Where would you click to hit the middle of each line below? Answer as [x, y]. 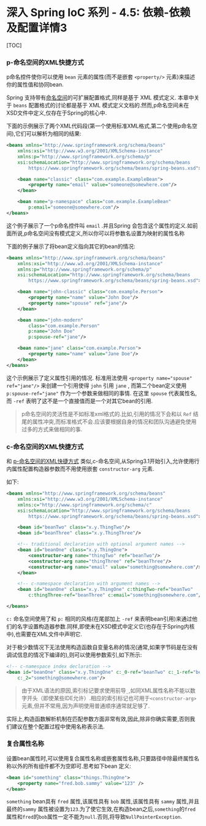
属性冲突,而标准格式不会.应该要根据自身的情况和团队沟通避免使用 [114, 422]
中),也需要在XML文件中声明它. [44, 634]
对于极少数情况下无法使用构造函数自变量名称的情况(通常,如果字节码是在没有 [102, 647]
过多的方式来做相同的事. [52, 429]
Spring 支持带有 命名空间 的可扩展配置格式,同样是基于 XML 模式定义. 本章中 [100, 98]
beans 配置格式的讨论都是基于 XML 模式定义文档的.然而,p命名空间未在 [101, 106]
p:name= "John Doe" [52, 331]
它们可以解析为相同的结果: [48, 134]
